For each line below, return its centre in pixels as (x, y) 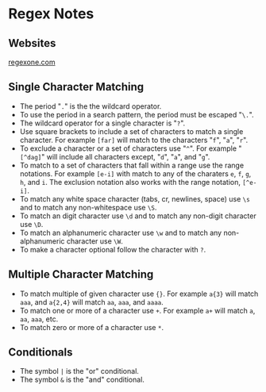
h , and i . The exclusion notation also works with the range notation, (130, 182)
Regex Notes (51, 14)
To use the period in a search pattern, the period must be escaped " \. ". (137, 114)
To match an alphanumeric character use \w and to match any (121, 233)
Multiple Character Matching (81, 275)
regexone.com (32, 62)
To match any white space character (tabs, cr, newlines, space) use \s (135, 198)
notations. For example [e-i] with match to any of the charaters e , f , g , (135, 173)
